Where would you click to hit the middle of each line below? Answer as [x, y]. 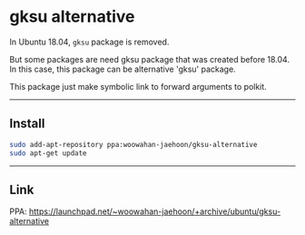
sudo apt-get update [49, 153]
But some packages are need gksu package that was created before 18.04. [150, 59]
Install [27, 124]
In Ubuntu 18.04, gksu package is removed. [89, 42]
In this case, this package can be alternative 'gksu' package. [123, 69]
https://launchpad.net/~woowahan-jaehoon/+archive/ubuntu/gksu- [155, 211]
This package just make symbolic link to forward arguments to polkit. [138, 86]
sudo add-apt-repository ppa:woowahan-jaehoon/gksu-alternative [133, 144]
